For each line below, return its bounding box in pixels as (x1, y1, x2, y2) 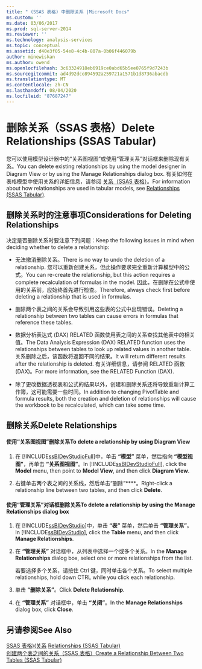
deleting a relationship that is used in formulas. (14, 292, 131, 300)
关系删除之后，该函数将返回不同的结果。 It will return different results (14, 352, 186, 360)
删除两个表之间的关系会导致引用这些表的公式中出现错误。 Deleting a (14, 305, 183, 312)
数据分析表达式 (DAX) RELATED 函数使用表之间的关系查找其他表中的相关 (14, 331, 195, 338)
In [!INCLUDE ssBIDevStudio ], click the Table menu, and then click (14, 529, 179, 536)
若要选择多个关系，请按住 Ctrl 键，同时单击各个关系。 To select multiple (14, 567, 193, 574)
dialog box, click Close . (14, 606, 74, 613)
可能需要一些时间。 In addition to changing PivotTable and (36, 388, 179, 395)
